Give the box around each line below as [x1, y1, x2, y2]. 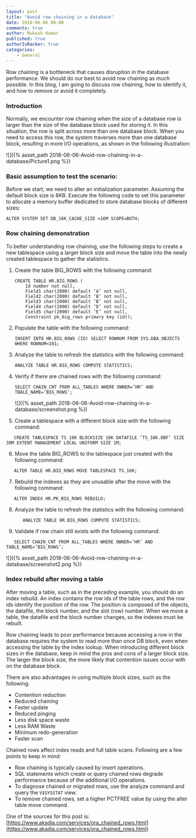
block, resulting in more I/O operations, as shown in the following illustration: [6, 140, 191, 147]
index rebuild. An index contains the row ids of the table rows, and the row [6, 594, 185, 602]
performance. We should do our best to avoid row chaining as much [6, 75, 170, 82]
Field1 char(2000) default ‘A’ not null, [25, 288, 128, 294]
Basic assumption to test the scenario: [6, 172, 118, 180]
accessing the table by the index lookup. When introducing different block [6, 644, 184, 651]
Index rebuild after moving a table [6, 575, 104, 583]
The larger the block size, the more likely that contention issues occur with [6, 656, 186, 663]
